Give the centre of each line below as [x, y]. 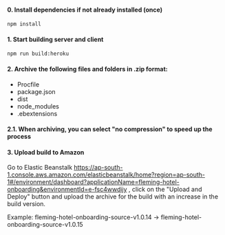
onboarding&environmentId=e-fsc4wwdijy [67, 190]
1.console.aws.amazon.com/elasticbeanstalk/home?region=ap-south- [106, 175]
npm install [24, 24]
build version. [26, 204]
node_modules [38, 106]
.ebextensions [37, 113]
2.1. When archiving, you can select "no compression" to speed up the [110, 129]
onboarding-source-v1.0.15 [45, 225]
